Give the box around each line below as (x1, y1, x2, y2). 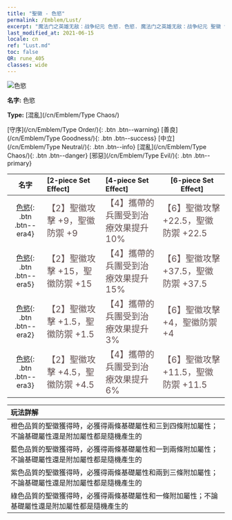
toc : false (7, 49, 39, 56)
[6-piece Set (170, 175, 214, 185)
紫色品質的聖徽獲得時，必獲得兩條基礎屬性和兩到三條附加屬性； (10, 468, 219, 477)
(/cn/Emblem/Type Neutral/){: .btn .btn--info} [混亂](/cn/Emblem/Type (7, 142, 207, 151)
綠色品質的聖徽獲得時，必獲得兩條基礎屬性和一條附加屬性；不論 (10, 491, 219, 501)
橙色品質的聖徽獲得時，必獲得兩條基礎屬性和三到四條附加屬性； (10, 421, 219, 430)
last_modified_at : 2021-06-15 (7, 29, 95, 37)
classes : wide (7, 61, 48, 68)
